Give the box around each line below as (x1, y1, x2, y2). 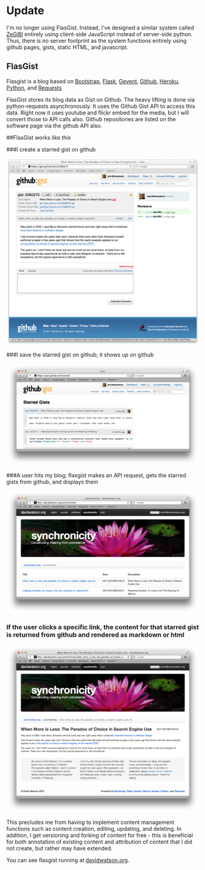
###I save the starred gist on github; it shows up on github (6, 351, 154, 358)
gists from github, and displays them (6, 478, 99, 485)
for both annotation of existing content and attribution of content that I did (6, 838, 193, 845)
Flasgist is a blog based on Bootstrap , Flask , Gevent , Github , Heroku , (6, 77, 180, 85)
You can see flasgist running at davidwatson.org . (6, 856, 130, 864)
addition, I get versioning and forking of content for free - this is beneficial (6, 831, 193, 839)
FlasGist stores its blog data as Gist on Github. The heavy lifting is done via (6, 96, 195, 103)
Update (6, 4, 45, 18)
